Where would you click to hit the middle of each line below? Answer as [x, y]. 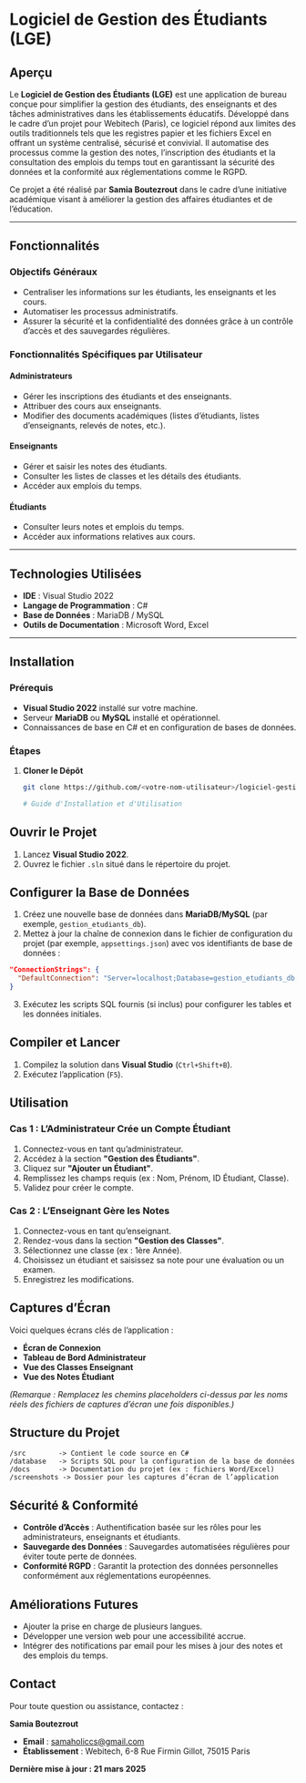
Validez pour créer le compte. [78, 1187]
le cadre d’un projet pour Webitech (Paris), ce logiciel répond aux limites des [153, 124]
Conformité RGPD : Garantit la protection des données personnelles [150, 1566]
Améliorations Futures [74, 1604]
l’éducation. [31, 209]
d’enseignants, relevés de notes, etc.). [94, 425]
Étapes [25, 750]
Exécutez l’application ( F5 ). [73, 1074]
